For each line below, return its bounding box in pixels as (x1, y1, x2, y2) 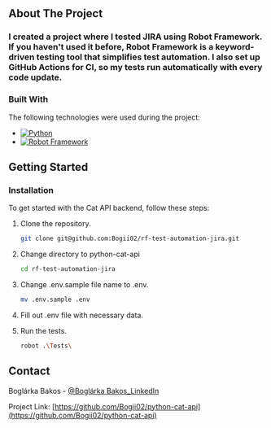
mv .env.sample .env (20, 295, 90, 304)
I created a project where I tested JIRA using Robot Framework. (8, 31, 263, 42)
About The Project (8, 7, 103, 20)
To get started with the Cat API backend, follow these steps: (8, 203, 210, 213)
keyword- (215, 41, 255, 53)
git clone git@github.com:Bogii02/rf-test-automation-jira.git (20, 234, 240, 243)
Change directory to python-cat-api (20, 249, 141, 260)
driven (8, 51, 35, 63)
